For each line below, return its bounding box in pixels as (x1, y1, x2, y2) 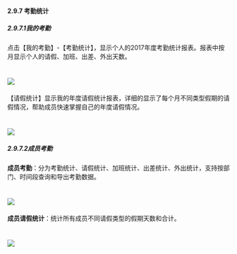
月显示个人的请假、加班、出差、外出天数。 (7, 52, 131, 60)
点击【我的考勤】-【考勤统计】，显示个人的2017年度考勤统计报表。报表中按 (7, 43, 225, 52)
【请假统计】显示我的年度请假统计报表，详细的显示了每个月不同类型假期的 (7, 93, 224, 102)
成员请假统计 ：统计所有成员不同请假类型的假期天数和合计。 (7, 214, 181, 222)
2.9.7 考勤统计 (7, 6, 49, 15)
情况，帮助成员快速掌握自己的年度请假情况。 (13, 103, 143, 111)
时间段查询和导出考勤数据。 (19, 172, 100, 180)
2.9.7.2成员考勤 (7, 144, 53, 153)
